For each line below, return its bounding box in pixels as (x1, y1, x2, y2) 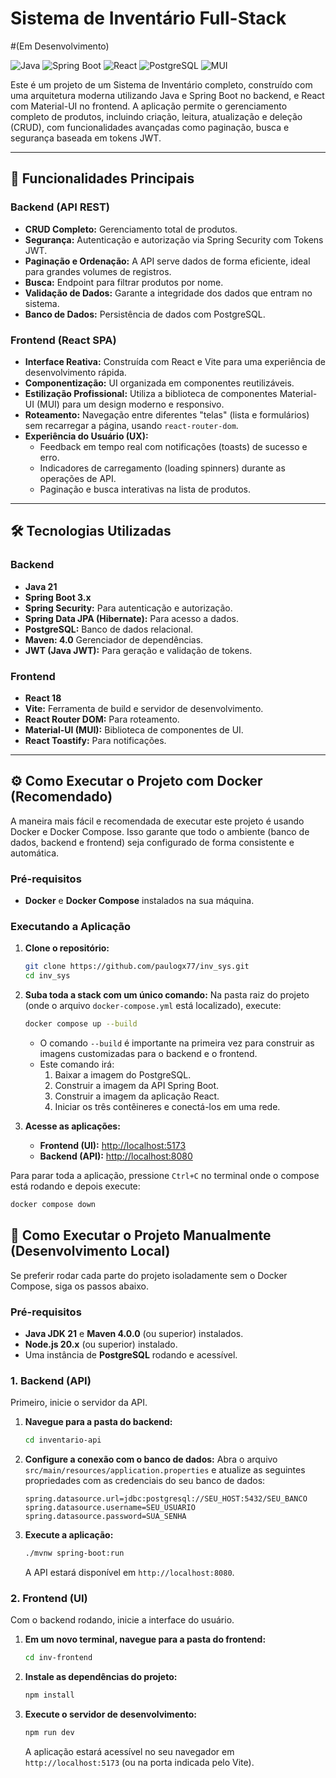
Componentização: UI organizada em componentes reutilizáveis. (24, 377, 295, 389)
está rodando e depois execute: (10, 1180, 141, 1192)
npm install (24, 1690, 75, 1701)
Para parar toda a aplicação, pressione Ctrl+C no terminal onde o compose (10, 1169, 320, 1181)
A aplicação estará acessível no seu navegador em (24, 1745, 235, 1757)
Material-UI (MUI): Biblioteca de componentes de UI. (24, 723, 244, 736)
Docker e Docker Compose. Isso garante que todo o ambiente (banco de (10, 825, 310, 837)
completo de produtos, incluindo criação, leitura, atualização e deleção (10, 110, 303, 122)
